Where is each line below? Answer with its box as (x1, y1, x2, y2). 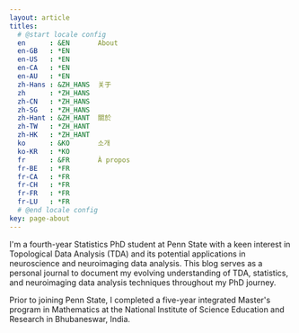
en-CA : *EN (17, 64, 70, 73)
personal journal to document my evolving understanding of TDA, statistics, (9, 267, 289, 278)
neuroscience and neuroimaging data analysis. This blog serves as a (9, 257, 263, 268)
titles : (9, 22, 39, 31)
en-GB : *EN (17, 47, 70, 56)
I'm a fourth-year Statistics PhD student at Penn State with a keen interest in (9, 238, 291, 249)
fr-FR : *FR (17, 189, 70, 198)
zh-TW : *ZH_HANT (17, 122, 91, 131)
